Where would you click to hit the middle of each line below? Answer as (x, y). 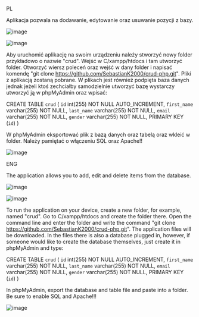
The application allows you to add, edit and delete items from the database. (99, 175)
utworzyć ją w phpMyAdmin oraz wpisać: (57, 92)
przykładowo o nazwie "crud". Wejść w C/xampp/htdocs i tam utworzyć (94, 61)
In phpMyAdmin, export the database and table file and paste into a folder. (97, 290)
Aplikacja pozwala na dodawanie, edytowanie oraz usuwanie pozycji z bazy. (100, 20)
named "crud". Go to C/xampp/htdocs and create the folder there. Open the (99, 216)
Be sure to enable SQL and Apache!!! (52, 296)
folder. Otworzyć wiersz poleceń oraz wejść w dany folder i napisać (89, 67)
